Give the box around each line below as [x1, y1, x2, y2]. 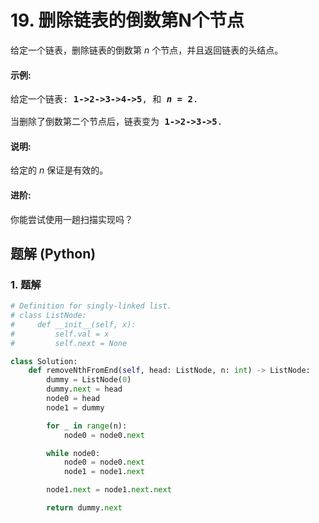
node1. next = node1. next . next [46, 485, 172, 495]
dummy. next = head [46, 384, 123, 395]
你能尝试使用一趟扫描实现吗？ [10, 213, 133, 225]
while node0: [46, 448, 101, 458]
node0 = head [46, 394, 101, 404]
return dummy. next [46, 503, 123, 513]
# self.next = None [10, 338, 128, 348]
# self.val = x [10, 329, 110, 339]
